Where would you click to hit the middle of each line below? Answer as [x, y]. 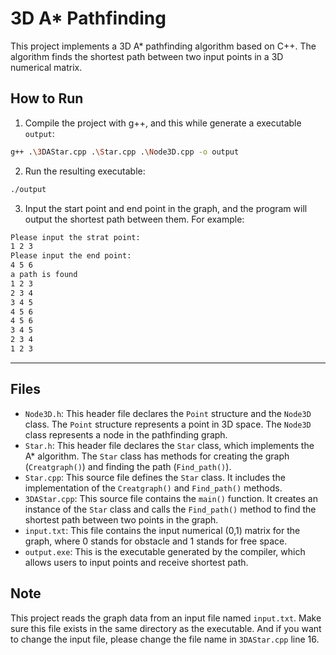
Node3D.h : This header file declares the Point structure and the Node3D [168, 413]
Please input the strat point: [75, 237]
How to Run [47, 98]
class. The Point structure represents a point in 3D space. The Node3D [168, 424]
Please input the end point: [71, 256]
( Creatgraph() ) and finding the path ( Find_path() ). [128, 466]
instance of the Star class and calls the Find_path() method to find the [170, 509]
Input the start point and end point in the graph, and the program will [166, 208]
